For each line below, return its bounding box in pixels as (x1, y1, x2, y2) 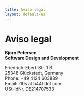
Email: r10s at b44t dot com (5, 81, 62, 87)
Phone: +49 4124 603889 (5, 75, 58, 81)
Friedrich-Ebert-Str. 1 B (5, 65, 53, 71)
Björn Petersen (5, 50, 37, 56)
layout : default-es (5, 12, 46, 17)
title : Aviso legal (5, 7, 46, 12)
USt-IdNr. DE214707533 (5, 86, 54, 92)
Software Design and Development (5, 55, 79, 61)
